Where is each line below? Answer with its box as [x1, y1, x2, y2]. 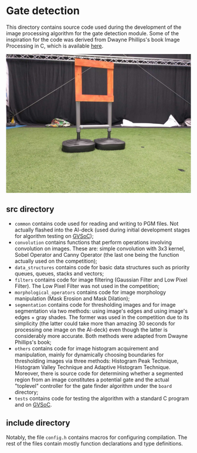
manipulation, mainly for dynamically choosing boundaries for [14, 351, 164, 358]
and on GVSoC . [14, 401, 52, 408]
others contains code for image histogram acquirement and [14, 345, 159, 352]
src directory [6, 204, 55, 214]
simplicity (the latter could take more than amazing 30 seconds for [14, 320, 176, 327]
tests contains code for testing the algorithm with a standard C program [14, 395, 189, 402]
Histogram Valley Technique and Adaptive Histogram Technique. [14, 363, 171, 371]
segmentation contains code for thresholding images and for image [14, 301, 176, 308]
